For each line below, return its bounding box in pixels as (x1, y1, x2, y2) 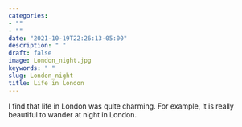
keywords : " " (8, 64, 56, 72)
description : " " (8, 42, 67, 50)
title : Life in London (8, 79, 84, 87)
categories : (8, 11, 48, 20)
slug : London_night (8, 72, 74, 80)
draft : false (8, 49, 52, 57)
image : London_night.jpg (8, 57, 92, 65)
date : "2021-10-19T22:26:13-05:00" (8, 34, 128, 43)
